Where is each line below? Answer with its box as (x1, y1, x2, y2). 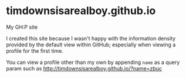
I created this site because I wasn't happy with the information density (6, 35, 176, 42)
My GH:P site (6, 23, 38, 30)
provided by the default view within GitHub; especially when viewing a (6, 41, 176, 48)
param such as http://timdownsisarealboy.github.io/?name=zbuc (6, 65, 163, 72)
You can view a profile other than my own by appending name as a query (6, 59, 180, 66)
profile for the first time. (6, 47, 63, 54)
